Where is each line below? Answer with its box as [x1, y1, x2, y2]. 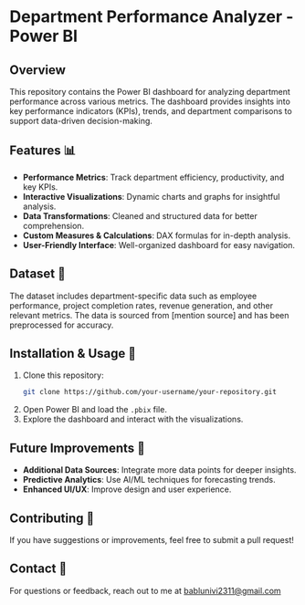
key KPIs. [22, 181, 58, 193]
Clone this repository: [22, 370, 104, 381]
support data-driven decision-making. [9, 116, 153, 126]
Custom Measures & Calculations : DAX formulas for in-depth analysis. [22, 230, 291, 241]
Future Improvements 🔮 [9, 440, 146, 455]
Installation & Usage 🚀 [9, 346, 137, 361]
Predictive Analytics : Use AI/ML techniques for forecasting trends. [22, 475, 276, 485]
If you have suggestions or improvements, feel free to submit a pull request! [9, 534, 294, 545]
